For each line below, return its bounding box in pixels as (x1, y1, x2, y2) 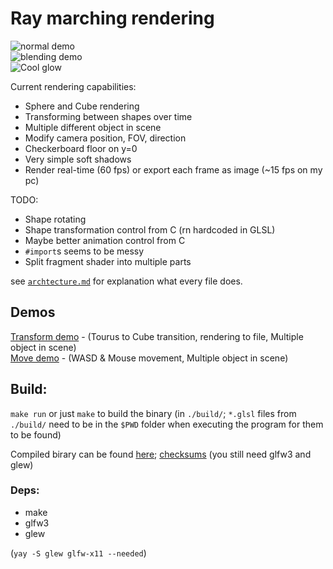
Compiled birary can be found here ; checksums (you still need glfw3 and (10, 448, 312, 460)
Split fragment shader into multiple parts (24, 255, 192, 267)
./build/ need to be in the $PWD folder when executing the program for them (10, 418, 324, 430)
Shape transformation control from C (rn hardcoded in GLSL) (24, 223, 276, 236)
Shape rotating (24, 213, 87, 225)
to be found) (10, 428, 62, 441)
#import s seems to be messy (24, 245, 145, 257)
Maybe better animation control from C (24, 234, 186, 246)
